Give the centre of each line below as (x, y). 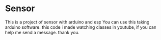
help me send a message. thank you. (42, 32)
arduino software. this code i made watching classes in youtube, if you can (81, 27)
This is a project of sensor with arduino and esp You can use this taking (77, 22)
